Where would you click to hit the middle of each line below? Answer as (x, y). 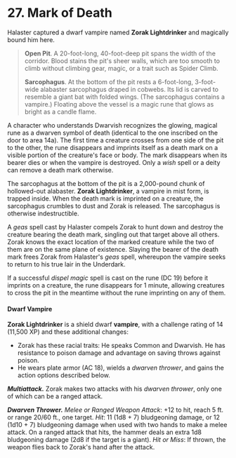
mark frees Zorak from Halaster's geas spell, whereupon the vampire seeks (117, 257)
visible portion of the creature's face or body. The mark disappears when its (117, 155)
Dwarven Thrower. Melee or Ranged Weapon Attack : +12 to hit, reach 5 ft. (115, 410)
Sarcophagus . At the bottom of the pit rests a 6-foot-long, (109, 81)
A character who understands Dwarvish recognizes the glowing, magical (112, 125)
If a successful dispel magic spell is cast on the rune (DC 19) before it (108, 278)
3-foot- (205, 81)
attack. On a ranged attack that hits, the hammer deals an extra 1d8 (105, 432)
